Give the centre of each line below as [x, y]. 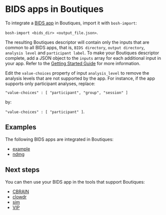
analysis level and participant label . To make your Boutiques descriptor [82, 53]
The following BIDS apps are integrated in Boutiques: [59, 139]
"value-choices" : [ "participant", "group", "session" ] [67, 93]
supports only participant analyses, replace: [50, 84]
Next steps [22, 170]
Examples [21, 127]
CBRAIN [21, 191]
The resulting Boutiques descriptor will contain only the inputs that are [77, 42]
